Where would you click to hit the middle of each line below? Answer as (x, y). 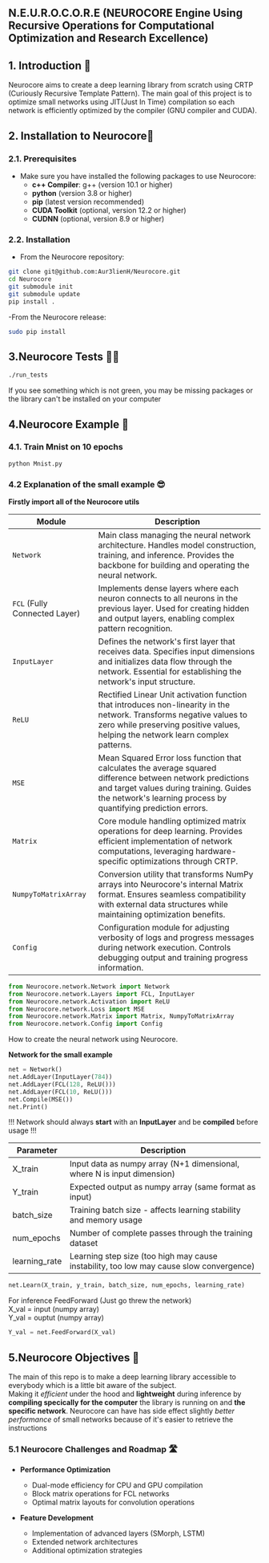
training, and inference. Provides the (166, 555)
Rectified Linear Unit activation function (173, 694)
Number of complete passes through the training (161, 1233)
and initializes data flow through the (165, 661)
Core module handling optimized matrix (172, 820)
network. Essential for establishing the (170, 671)
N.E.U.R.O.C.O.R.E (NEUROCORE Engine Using (125, 13)
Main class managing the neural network (174, 535)
